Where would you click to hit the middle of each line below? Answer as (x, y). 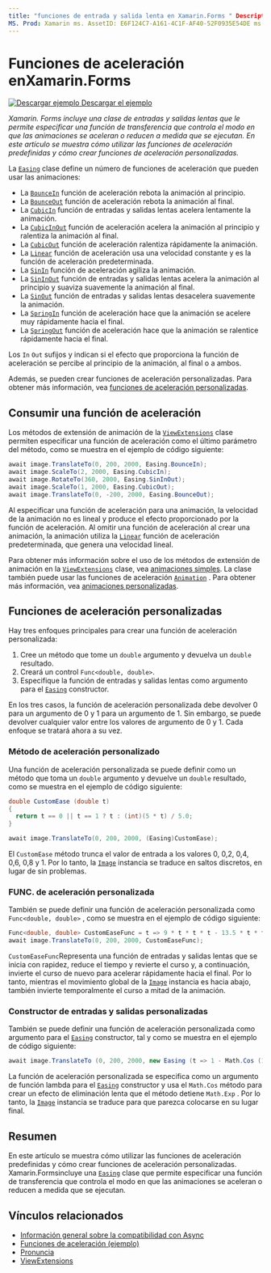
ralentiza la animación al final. (69, 236)
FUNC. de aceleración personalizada (81, 892)
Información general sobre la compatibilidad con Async (112, 1235)
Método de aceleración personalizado (84, 751)
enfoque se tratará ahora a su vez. (65, 731)
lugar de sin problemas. (48, 871)
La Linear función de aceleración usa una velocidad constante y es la (135, 253)
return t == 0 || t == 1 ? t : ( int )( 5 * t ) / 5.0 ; (104, 816)
